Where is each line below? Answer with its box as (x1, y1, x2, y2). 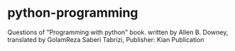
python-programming (7, 5, 138, 21)
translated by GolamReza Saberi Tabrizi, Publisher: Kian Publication (7, 35, 204, 43)
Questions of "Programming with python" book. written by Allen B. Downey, (7, 28, 229, 36)
